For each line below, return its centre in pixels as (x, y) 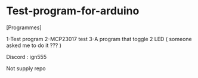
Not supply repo (26, 68)
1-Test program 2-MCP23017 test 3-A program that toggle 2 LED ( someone (99, 39)
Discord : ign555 (26, 57)
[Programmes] (24, 27)
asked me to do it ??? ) (34, 45)
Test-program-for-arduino (73, 11)
